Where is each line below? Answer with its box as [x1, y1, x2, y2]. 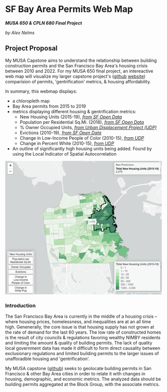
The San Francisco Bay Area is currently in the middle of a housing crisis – [5, 313, 158, 320]
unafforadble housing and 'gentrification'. [5, 356, 90, 362]
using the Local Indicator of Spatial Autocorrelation [12, 151, 117, 157]
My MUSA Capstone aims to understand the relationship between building [5, 57, 157, 63]
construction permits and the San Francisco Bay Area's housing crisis [5, 62, 148, 68]
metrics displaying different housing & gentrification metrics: [12, 108, 137, 114]
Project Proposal [5, 44, 58, 53]
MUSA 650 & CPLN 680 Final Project [5, 20, 82, 26]
